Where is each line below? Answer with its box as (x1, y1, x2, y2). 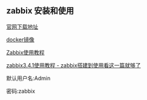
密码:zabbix (6, 87, 35, 95)
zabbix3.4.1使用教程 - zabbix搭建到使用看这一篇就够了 (6, 61, 141, 68)
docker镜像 (6, 36, 34, 43)
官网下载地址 (6, 23, 38, 30)
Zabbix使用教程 (6, 48, 45, 56)
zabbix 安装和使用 (6, 5, 74, 16)
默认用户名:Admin (6, 75, 51, 82)
